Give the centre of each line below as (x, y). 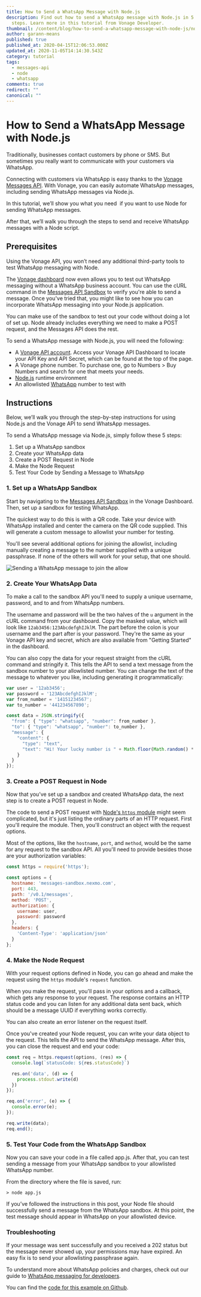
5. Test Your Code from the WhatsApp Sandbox (76, 1144)
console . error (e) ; (35, 1107)
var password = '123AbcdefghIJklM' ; (52, 694)
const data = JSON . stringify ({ (45, 716)
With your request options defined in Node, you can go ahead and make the (100, 973)
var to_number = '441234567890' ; (48, 705)
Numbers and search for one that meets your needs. (80, 371)
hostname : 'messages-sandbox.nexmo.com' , (64, 883)
